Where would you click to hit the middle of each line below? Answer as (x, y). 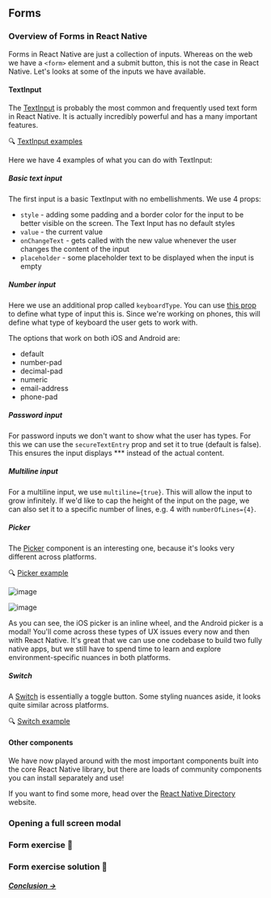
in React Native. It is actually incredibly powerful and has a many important (133, 116)
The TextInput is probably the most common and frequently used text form (133, 108)
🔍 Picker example (38, 572)
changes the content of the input (74, 249)
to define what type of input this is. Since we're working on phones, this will (134, 313)
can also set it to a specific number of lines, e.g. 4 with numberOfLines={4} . (132, 509)
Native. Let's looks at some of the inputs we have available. (107, 71)
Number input (32, 285)
